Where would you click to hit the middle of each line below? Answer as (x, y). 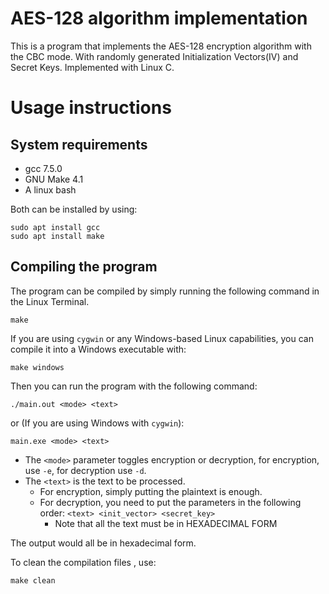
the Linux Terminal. (50, 301)
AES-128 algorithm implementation (159, 18)
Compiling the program (84, 267)
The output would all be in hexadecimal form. (103, 543)
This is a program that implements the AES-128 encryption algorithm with (161, 46)
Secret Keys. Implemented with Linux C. (92, 67)
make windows (37, 367)
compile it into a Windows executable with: (98, 349)
